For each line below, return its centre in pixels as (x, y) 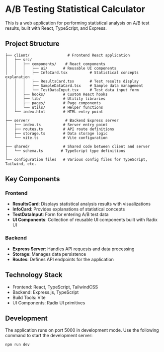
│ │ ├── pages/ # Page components (53, 103)
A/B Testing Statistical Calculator (75, 9)
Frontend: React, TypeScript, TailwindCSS (55, 287)
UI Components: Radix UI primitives (49, 303)
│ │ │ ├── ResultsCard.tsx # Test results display (72, 81)
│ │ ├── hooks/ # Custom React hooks (56, 94)
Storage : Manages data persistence (49, 254)
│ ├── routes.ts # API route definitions (60, 129)
